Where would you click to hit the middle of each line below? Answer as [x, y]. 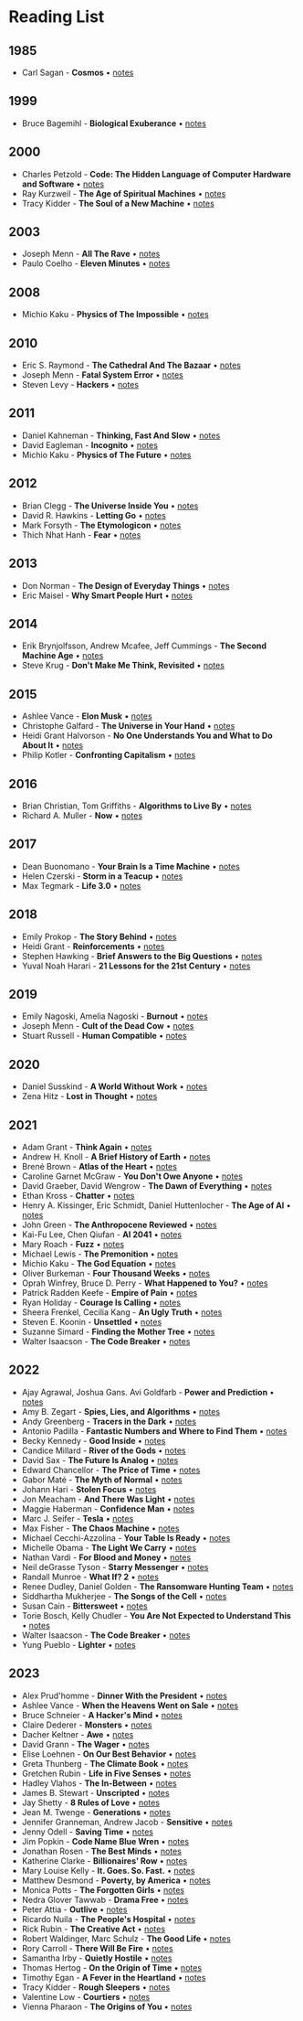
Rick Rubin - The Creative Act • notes [94, 1929]
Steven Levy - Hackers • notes [80, 385]
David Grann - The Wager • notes [85, 1744]
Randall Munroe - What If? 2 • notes [90, 1577]
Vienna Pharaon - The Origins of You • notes [107, 2006]
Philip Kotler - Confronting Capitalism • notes [109, 755]
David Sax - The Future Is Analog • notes [100, 1460]
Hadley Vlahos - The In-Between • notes [99, 1783]
